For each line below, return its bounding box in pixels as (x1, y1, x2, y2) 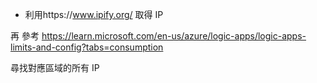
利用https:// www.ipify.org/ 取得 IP (24, 9, 164, 20)
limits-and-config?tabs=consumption (10, 41, 164, 53)
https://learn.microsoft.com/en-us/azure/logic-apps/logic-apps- (41, 30, 307, 42)
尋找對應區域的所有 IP (10, 62, 100, 73)
